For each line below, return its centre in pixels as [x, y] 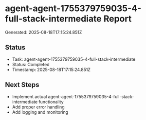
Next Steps [22, 85]
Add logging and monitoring [40, 112]
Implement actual [29, 96]
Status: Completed [31, 64]
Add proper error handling [38, 107]
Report [118, 19]
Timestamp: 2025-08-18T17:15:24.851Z [51, 69]
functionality [51, 102]
